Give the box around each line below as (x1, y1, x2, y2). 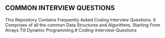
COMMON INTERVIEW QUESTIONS (5, 4, 115, 12)
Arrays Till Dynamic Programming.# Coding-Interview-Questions (5, 27, 137, 33)
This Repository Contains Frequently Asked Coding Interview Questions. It (5, 17, 156, 22)
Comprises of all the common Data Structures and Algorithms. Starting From (5, 22, 161, 28)
